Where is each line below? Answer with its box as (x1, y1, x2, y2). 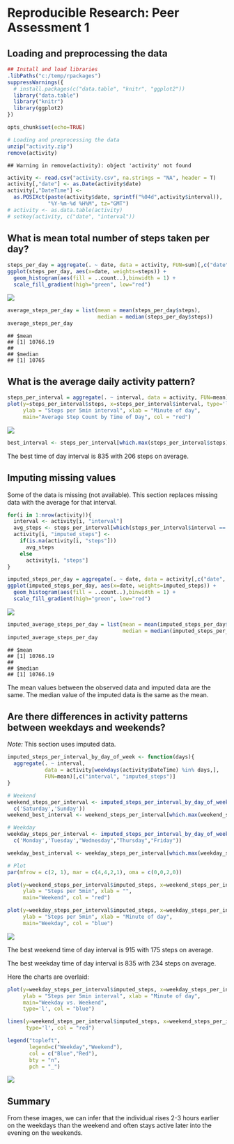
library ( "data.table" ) (13, 92, 79, 99)
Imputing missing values (7, 472, 116, 484)
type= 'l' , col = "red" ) (25, 1025, 95, 1032)
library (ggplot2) (13, 105, 64, 112)
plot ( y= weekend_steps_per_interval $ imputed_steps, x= (7, 881, 167, 888)
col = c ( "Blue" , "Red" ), (29, 1050, 98, 1057)
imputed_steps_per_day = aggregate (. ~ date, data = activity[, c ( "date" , (7, 576, 226, 583)
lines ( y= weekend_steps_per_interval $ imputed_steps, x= (7, 1018, 170, 1025)
